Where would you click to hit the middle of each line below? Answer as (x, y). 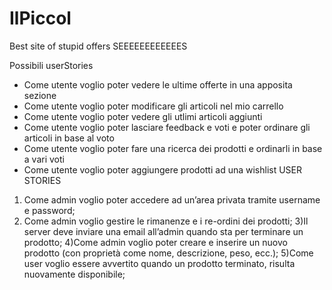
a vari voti (44, 159)
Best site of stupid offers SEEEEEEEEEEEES (98, 46)
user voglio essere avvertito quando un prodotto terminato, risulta (159, 263)
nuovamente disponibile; (74, 274)
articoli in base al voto (69, 138)
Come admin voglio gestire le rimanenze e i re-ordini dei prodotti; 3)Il (166, 221)
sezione (40, 95)
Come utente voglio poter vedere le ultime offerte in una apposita (158, 84)
